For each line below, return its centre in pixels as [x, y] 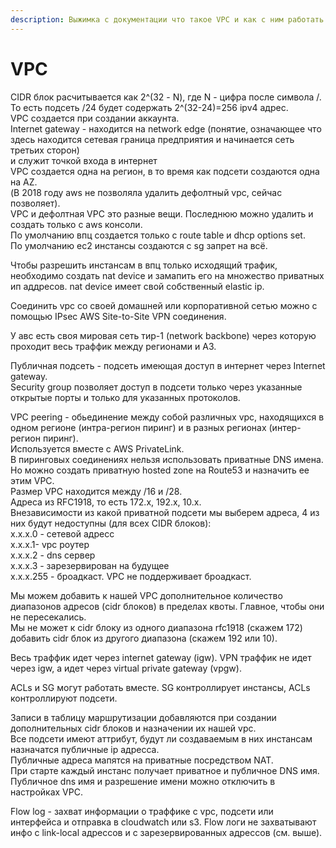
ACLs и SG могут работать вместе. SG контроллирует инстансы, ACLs [160, 687]
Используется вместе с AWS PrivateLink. [97, 448]
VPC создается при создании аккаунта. [95, 118]
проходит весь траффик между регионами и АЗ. [113, 346]
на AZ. [24, 182]
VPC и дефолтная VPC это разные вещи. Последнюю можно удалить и [162, 213]
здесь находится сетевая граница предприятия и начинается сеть [152, 139]
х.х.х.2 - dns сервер [53, 555]
